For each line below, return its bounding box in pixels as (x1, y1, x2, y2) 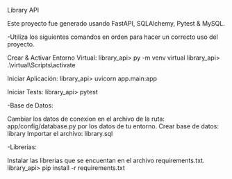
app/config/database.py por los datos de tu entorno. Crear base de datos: (7, 122, 219, 130)
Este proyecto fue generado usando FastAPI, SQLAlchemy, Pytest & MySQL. (7, 19, 226, 27)
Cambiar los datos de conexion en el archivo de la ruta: (7, 114, 165, 123)
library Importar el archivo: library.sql (7, 130, 113, 137)
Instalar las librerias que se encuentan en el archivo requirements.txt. (7, 156, 205, 164)
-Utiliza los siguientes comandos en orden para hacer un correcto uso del (7, 33, 219, 41)
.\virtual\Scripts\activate (7, 61, 76, 69)
